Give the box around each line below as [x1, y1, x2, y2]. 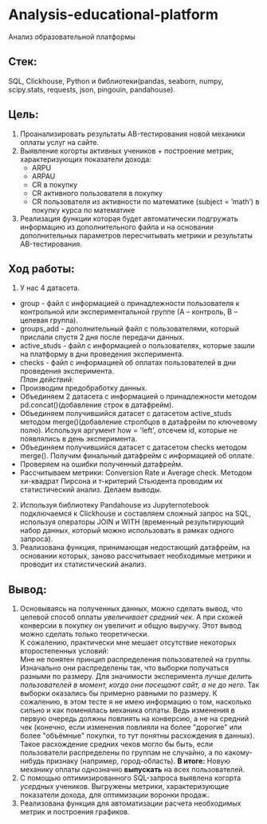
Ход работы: [8, 261, 75, 276]
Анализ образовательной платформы [8, 32, 135, 41]
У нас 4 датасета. [19, 283, 80, 292]
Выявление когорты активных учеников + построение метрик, [19, 146, 234, 155]
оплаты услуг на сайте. [19, 137, 100, 147]
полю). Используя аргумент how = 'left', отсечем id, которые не [19, 426, 238, 435]
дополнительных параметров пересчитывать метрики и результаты [19, 230, 253, 240]
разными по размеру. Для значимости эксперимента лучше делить [19, 672, 253, 681]
